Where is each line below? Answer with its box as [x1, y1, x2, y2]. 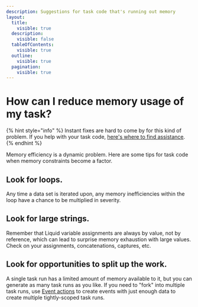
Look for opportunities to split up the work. [6, 259, 167, 270]
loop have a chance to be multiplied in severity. [6, 197, 121, 203]
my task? [6, 107, 52, 121]
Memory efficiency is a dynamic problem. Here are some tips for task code [6, 151, 189, 158]
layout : [6, 14, 25, 20]
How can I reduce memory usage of [6, 95, 184, 108]
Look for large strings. [6, 214, 90, 224]
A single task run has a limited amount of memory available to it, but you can [6, 275, 192, 282]
